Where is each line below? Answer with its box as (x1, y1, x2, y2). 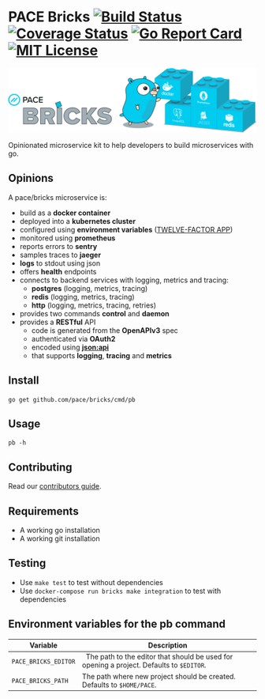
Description (147, 640, 188, 650)
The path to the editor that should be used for (85, 652, 233, 662)
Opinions (8, 172, 54, 185)
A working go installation (19, 525, 101, 535)
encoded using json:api (31, 342, 109, 352)
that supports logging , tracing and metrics (31, 350, 172, 360)
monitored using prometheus (19, 233, 116, 243)
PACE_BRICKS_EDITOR (11, 657, 76, 666)
